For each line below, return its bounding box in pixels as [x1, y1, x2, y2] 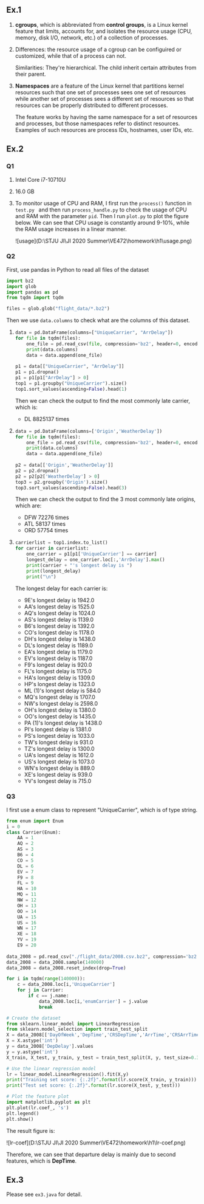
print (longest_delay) [26, 568, 81, 574]
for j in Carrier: [17, 987, 64, 993]
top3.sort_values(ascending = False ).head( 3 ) [15, 484, 127, 491]
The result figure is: [6, 1127, 55, 1134]
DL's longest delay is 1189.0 [24, 641, 93, 649]
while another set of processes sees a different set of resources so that [15, 95, 194, 102]
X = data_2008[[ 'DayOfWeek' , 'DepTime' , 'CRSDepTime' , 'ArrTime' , [6, 1032, 170, 1038]
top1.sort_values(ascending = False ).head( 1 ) [15, 386, 127, 392]
